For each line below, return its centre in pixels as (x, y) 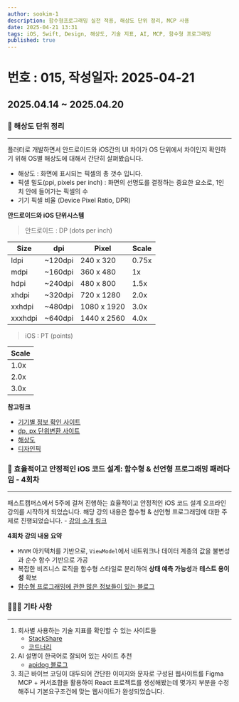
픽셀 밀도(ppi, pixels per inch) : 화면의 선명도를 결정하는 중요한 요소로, (116, 182)
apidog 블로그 (48, 664)
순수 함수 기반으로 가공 (57, 560)
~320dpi (59, 295)
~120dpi (59, 260)
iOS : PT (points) (49, 336)
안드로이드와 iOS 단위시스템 (46, 215)
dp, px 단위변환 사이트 (49, 431)
